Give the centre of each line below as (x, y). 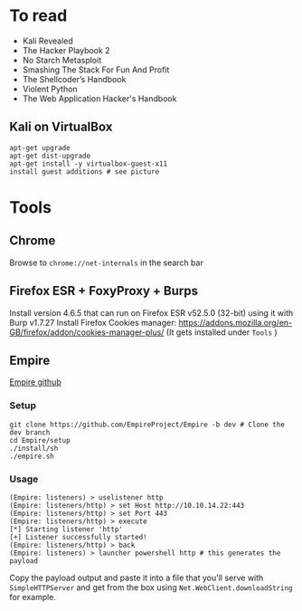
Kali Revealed (48, 41)
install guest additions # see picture (85, 172)
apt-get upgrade (40, 148)
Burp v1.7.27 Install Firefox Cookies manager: (93, 322)
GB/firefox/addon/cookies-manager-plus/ (87, 332)
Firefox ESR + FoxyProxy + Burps (104, 291)
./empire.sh (32, 456)
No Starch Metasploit (62, 60)
